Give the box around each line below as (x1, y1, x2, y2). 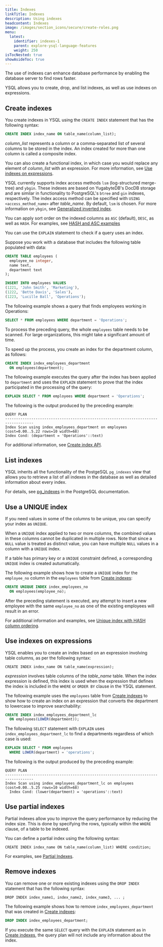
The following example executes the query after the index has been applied (5, 374, 156, 380)
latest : (9, 35, 25, 39)
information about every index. (5, 479, 67, 485)
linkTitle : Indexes (5, 12, 45, 17)
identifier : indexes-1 (14, 39, 60, 44)
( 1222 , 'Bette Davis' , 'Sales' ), (5, 290, 73, 295)
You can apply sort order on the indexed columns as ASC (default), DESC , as (5, 215, 154, 221)
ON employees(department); (9, 365, 64, 370)
